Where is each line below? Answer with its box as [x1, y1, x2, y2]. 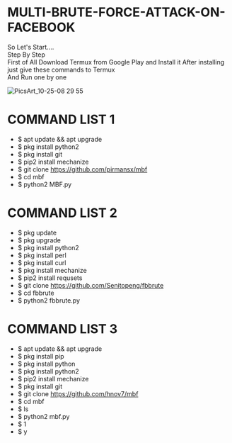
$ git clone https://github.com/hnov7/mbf [17, 389, 139, 398]
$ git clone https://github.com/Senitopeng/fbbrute [17, 281, 164, 289]
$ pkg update [17, 228, 57, 237]
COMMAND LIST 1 [7, 111, 115, 128]
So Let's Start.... [7, 43, 54, 51]
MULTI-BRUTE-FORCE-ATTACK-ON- [7, 4, 226, 21]
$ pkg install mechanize [17, 266, 87, 274]
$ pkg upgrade [17, 235, 62, 245]
